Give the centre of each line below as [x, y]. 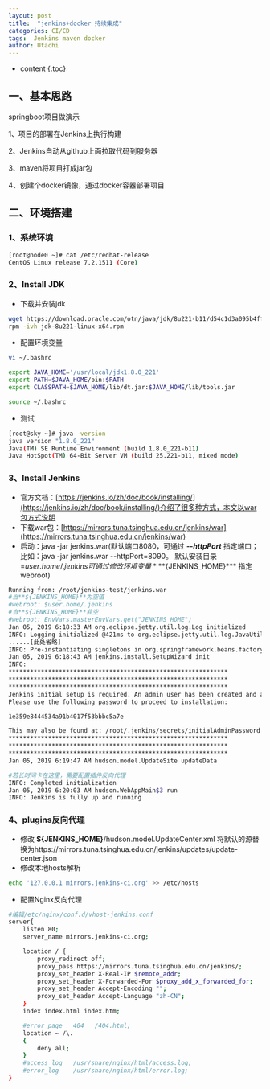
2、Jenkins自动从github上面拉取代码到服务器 [83, 150]
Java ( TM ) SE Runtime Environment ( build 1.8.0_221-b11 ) [104, 448]
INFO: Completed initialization [62, 783]
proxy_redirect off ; [72, 959]
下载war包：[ [42, 527]
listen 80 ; [41, 930]
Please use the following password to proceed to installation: [118, 702]
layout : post [30, 16]
